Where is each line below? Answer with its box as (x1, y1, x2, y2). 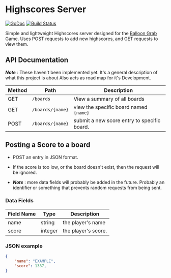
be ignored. (12, 169, 37, 175)
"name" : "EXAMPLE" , (14, 259, 56, 264)
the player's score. (63, 227, 107, 234)
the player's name (63, 219, 106, 226)
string (40, 219, 55, 226)
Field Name (8, 210, 36, 217)
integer (40, 227, 58, 234)
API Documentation (5, 56, 69, 65)
